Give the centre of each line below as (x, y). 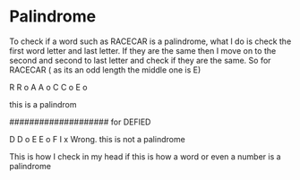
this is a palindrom (43, 104)
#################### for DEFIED (80, 122)
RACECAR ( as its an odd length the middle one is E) (105, 70)
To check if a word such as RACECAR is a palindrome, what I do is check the (150, 41)
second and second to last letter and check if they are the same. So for (140, 60)
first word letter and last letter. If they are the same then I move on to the (143, 50)
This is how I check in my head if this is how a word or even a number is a (145, 156)
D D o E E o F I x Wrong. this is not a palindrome (97, 139)
